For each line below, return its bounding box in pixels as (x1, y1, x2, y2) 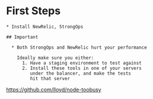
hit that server (30, 75, 70, 81)
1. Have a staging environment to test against (21, 60, 142, 66)
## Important (6, 34, 39, 40)
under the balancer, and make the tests (30, 70, 132, 76)
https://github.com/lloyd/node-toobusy (6, 86, 102, 93)
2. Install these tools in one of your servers (21, 65, 142, 71)
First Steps (6, 4, 61, 18)
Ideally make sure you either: (17, 55, 94, 60)
